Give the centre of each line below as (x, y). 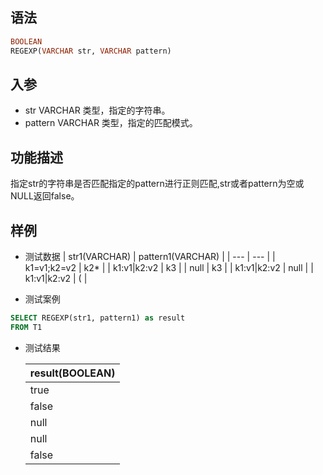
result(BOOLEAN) (72, 373)
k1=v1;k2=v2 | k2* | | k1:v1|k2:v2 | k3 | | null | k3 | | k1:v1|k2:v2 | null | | (169, 267)
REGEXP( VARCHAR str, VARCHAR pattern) (91, 51)
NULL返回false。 (45, 196)
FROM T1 (26, 327)
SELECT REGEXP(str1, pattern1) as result (98, 318)
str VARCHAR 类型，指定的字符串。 (97, 110)
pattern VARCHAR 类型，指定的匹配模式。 (111, 123)
